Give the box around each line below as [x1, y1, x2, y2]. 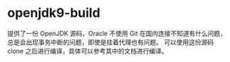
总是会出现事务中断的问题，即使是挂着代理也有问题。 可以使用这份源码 [7, 37, 214, 46]
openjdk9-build [7, 5, 100, 21]
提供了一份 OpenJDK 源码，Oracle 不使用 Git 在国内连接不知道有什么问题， [7, 29, 226, 37]
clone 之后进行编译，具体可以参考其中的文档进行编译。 [7, 46, 168, 55]
